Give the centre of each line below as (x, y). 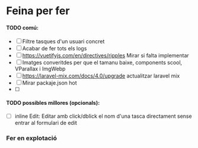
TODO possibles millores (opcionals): (53, 102)
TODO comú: (22, 27)
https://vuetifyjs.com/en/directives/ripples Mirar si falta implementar (106, 56)
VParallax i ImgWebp (40, 69)
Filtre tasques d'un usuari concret (63, 41)
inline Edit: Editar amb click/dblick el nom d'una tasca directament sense (103, 116)
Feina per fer (38, 11)
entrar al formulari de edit (46, 123)
